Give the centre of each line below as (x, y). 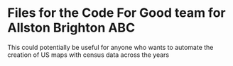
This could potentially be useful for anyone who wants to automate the (110, 47)
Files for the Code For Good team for (116, 13)
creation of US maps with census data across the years (88, 55)
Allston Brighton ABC (71, 28)
